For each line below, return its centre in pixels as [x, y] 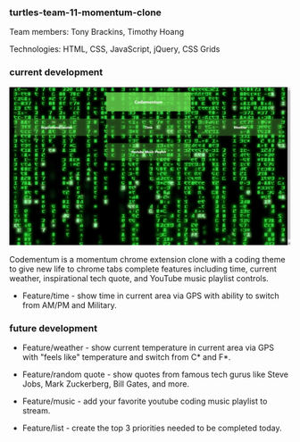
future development [54, 329]
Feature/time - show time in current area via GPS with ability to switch [150, 296]
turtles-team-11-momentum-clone [86, 13]
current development [56, 72]
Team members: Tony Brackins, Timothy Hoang [97, 32]
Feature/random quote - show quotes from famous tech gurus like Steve [155, 375]
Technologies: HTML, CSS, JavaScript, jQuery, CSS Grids [115, 49]
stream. [36, 411]
